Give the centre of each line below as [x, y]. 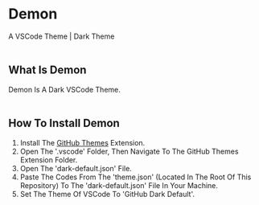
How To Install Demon [64, 123]
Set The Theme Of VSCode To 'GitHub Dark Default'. [107, 194]
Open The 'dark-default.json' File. [76, 168]
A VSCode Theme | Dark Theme [62, 36]
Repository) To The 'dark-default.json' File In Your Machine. [119, 185]
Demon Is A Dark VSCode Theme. [64, 89]
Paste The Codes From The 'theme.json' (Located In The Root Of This [136, 177]
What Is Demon [47, 70]
